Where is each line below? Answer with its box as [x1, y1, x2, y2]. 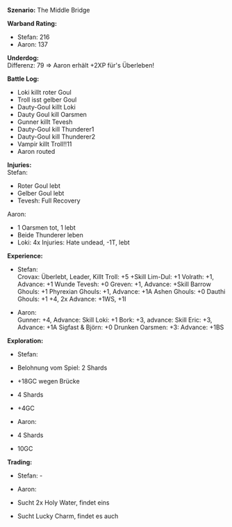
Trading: [7, 458, 33, 466]
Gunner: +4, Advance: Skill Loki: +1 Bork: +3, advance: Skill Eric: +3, [17, 316, 213, 324]
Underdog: [7, 54, 40, 62]
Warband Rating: [7, 19, 58, 27]
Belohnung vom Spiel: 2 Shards [17, 363, 108, 372]
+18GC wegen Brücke [17, 377, 80, 385]
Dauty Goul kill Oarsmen [17, 111, 87, 118]
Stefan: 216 [17, 33, 50, 41]
